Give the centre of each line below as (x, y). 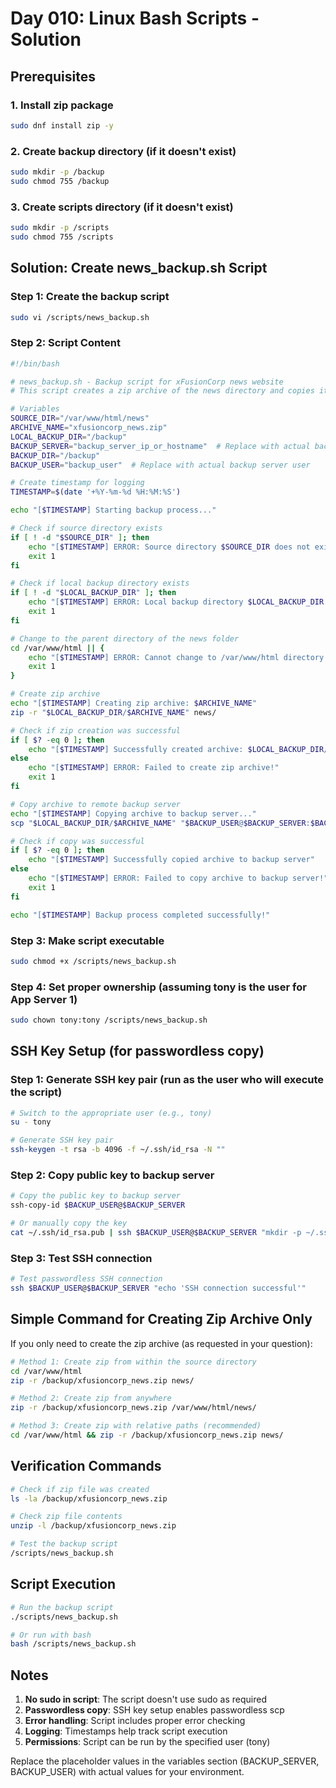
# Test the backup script (64, 1544)
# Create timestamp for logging (77, 483)
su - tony (31, 1122)
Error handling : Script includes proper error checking (135, 1721)
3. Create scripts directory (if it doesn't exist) (122, 207)
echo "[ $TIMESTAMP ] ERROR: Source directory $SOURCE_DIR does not (169, 547)
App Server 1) (44, 999)
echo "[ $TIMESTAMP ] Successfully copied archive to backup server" (171, 860)
